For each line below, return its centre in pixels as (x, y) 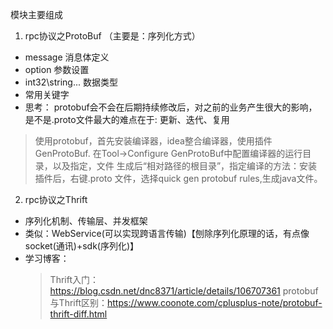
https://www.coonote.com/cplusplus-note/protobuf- (215, 302)
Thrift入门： (74, 279)
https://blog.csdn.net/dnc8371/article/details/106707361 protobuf (184, 291)
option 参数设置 (57, 69)
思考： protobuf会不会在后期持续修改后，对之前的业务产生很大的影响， (171, 107)
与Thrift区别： (78, 302)
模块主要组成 (36, 14)
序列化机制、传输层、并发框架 (86, 221)
